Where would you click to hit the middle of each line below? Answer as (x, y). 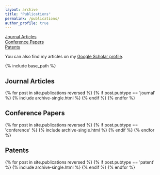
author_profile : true (27, 23)
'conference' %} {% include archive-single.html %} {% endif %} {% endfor (80, 130)
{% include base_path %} (31, 66)
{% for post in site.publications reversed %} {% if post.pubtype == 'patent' (80, 162)
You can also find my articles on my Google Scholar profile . (64, 57)
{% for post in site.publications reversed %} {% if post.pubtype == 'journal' (80, 93)
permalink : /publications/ (32, 18)
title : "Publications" (28, 14)
